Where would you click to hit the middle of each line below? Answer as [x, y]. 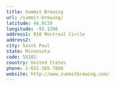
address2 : [19, 40]
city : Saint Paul [28, 46]
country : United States [36, 62]
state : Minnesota [28, 51]
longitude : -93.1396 [32, 29]
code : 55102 [21, 57]
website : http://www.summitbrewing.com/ [58, 74]
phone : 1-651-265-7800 [35, 68]
